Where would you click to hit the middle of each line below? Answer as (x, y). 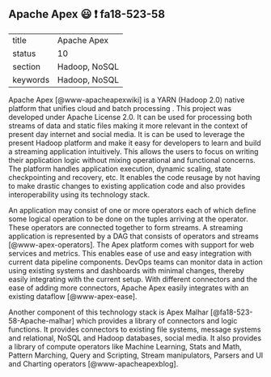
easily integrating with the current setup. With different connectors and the (133, 279)
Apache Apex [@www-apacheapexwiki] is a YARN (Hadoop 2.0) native (127, 100)
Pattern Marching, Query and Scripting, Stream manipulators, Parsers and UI (136, 355)
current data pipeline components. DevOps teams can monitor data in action (135, 262)
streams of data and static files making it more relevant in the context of (128, 126)
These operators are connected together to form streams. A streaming (126, 227)
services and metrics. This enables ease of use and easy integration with (130, 253)
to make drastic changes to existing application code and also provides (127, 186)
